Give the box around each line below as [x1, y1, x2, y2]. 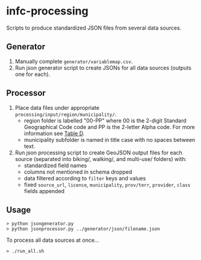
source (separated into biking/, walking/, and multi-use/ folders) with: [14, 155, 187, 162]
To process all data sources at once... [6, 236, 99, 244]
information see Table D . [23, 130, 85, 137]
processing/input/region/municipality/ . [14, 110, 117, 118]
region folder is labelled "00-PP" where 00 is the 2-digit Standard [23, 116, 187, 124]
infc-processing [6, 4, 88, 18]
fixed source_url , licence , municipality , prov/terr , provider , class [23, 181, 191, 188]
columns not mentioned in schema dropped [23, 168, 132, 176]
